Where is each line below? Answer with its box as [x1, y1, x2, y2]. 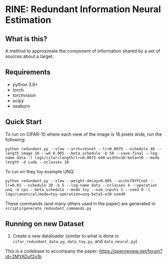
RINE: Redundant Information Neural [5, 4, 161, 15]
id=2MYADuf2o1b [5, 253, 42, 259]
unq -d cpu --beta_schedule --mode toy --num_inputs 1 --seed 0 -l [5, 187, 151, 192]
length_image [5, 150, 33, 156]
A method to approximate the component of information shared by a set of [5, 48, 160, 54]
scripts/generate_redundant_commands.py [5, 206, 92, 211]
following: [5, 136, 26, 142]
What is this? [5, 34, 48, 43]
